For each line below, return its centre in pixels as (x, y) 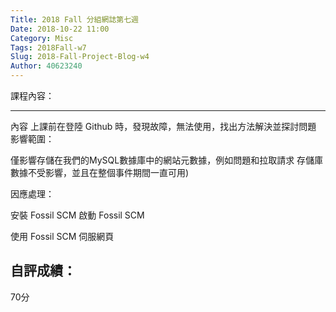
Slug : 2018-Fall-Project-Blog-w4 (80, 57)
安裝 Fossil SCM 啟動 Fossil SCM (77, 215)
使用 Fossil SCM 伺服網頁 (62, 236)
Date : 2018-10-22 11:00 (60, 29)
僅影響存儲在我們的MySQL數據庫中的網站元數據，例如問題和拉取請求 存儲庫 (167, 160)
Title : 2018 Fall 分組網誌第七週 (74, 19)
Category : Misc (42, 38)
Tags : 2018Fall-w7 (48, 47)
